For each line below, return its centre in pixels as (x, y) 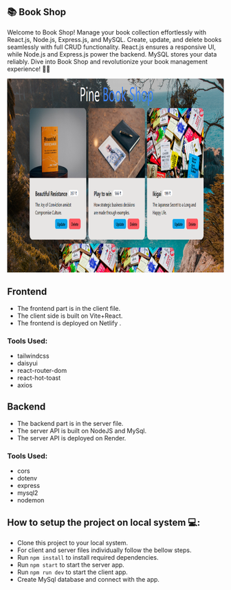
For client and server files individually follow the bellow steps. (104, 550)
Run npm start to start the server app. (71, 564)
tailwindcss (33, 356)
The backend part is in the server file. (70, 423)
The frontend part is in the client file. (69, 308)
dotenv (27, 478)
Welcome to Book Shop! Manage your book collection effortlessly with (107, 32)
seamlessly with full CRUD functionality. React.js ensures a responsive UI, (112, 47)
